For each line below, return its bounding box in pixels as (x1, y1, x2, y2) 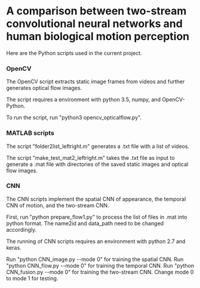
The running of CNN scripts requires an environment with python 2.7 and (6, 238, 186, 245)
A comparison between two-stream (6, 4, 187, 18)
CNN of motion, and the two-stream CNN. (6, 202, 109, 209)
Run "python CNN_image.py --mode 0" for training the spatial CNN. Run (6, 256, 184, 263)
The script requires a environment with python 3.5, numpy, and (6, 96, 161, 103)
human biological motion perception (6, 30, 190, 43)
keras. (6, 244, 22, 251)
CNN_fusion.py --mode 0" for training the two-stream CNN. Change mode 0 (6, 268, 194, 275)
